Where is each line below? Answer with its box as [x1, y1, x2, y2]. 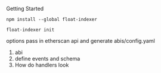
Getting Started [6, 5, 44, 12]
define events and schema [14, 55, 80, 62]
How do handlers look [14, 62, 69, 68]
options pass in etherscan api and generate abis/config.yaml [6, 37, 155, 44]
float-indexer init [6, 27, 55, 33]
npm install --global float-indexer [6, 17, 97, 23]
